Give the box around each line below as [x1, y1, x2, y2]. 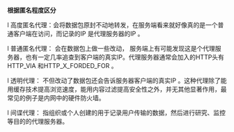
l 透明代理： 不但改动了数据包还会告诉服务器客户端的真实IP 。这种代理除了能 [7, 76, 227, 85]
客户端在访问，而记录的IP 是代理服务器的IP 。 [13, 30, 144, 38]
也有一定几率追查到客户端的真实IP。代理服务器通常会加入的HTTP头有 [25, 53, 225, 61]
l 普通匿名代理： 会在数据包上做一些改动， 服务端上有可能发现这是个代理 [7, 44, 216, 52]
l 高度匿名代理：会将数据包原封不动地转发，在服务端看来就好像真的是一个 [7, 21, 218, 29]
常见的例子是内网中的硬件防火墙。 [7, 94, 105, 102]
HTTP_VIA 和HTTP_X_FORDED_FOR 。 [7, 62, 118, 69]
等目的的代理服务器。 [7, 117, 68, 125]
